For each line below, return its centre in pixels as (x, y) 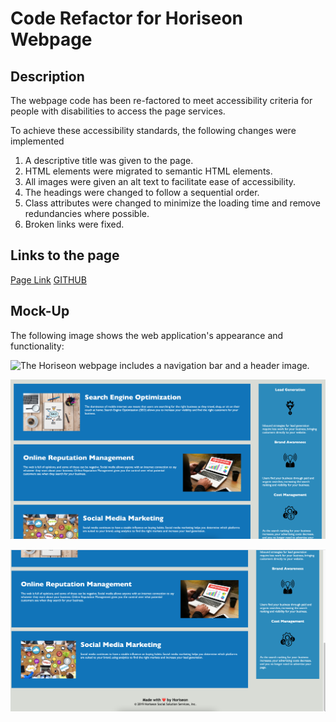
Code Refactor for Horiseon (126, 18)
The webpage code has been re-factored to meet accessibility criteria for (161, 100)
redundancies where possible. (87, 213)
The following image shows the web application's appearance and (147, 335)
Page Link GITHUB (48, 279)
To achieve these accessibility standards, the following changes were (153, 130)
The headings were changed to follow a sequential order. (142, 192)
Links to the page (65, 255)
